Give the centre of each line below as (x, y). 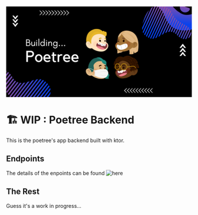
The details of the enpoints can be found (55, 173)
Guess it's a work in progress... (44, 206)
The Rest (23, 192)
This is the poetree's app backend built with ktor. (65, 140)
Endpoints (25, 159)
